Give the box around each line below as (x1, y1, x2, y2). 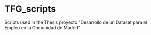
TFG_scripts (4, 3, 56, 15)
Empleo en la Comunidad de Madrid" (4, 24, 81, 30)
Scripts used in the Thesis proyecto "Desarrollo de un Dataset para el (4, 19, 147, 25)
